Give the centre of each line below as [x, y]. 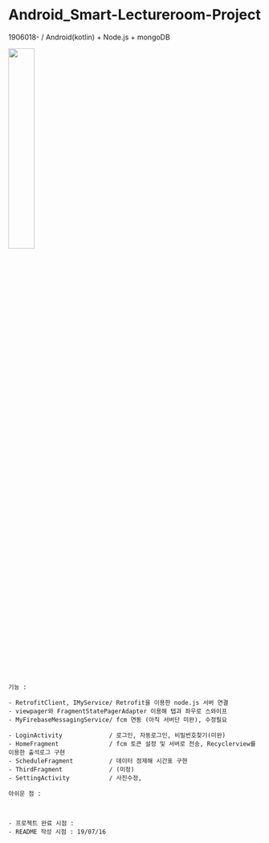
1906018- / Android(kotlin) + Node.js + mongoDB [89, 37]
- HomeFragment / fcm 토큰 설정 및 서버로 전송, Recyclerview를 [132, 744]
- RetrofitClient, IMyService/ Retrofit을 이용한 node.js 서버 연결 [118, 702]
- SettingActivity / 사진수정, [75, 778]
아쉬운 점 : [25, 793]
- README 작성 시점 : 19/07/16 [57, 832]
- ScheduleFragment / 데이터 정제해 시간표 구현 [98, 761]
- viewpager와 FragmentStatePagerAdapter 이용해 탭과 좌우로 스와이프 [118, 711]
